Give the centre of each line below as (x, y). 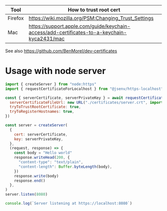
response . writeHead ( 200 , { (42, 158)
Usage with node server (55, 71)
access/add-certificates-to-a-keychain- (78, 33)
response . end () (30, 181)
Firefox (16, 18)
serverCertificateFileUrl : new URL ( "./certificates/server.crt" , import (86, 102)
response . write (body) (36, 176)
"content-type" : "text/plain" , (51, 162)
